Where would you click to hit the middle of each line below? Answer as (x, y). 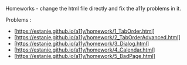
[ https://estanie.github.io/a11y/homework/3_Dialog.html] (81, 44)
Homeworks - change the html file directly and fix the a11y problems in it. (93, 8)
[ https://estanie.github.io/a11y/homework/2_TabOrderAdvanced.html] (97, 37)
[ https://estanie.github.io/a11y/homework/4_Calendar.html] (84, 50)
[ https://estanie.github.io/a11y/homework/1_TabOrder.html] (84, 31)
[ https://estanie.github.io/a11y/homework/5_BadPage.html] (85, 56)
